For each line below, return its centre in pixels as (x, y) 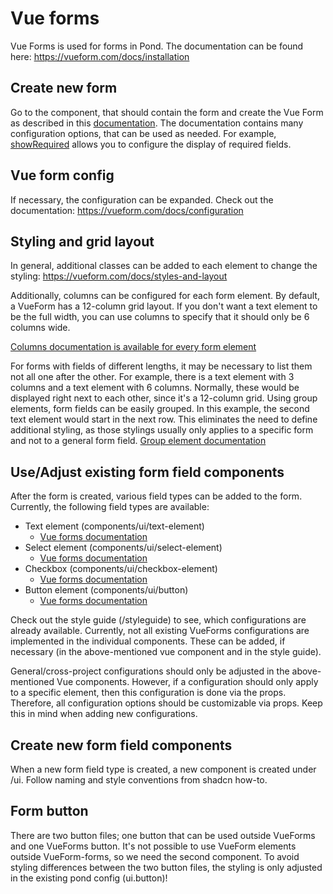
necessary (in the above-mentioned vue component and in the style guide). (166, 652)
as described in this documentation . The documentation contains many (157, 123)
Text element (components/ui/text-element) (114, 526)
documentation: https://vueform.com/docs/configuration (127, 210)
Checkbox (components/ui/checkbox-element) (121, 569)
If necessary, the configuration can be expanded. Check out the (142, 199)
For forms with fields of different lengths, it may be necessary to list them (161, 366)
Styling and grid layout (82, 241)
